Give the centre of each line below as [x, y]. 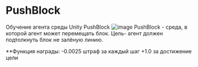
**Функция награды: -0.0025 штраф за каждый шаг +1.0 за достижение [99, 51]
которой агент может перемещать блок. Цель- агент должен [85, 33]
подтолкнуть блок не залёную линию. [54, 39]
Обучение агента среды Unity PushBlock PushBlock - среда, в [97, 27]
